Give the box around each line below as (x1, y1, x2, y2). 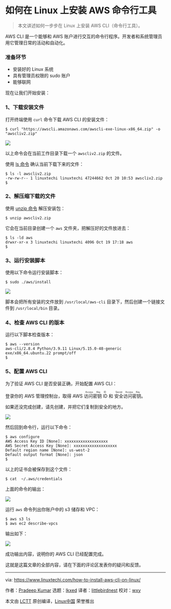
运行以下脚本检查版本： (5, 332, 54, 338)
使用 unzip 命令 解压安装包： (5, 205, 66, 211)
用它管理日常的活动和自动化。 (5, 39, 68, 46)
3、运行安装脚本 (5, 257, 46, 264)
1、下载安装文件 (5, 104, 44, 111)
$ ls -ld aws (5, 235, 33, 240)
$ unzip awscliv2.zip (5, 215, 51, 221)
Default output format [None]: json (5, 452, 83, 457)
